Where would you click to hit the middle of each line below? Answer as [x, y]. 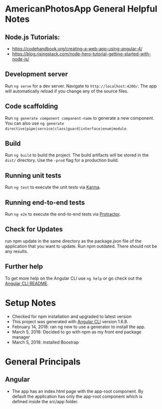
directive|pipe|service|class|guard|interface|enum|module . [66, 128]
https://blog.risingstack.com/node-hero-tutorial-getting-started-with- [81, 54]
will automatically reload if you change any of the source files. [67, 91]
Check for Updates [34, 229]
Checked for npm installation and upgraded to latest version [72, 316]
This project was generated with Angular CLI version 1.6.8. [70, 321]
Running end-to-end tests [45, 202]
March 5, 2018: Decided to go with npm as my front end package [77, 332]
